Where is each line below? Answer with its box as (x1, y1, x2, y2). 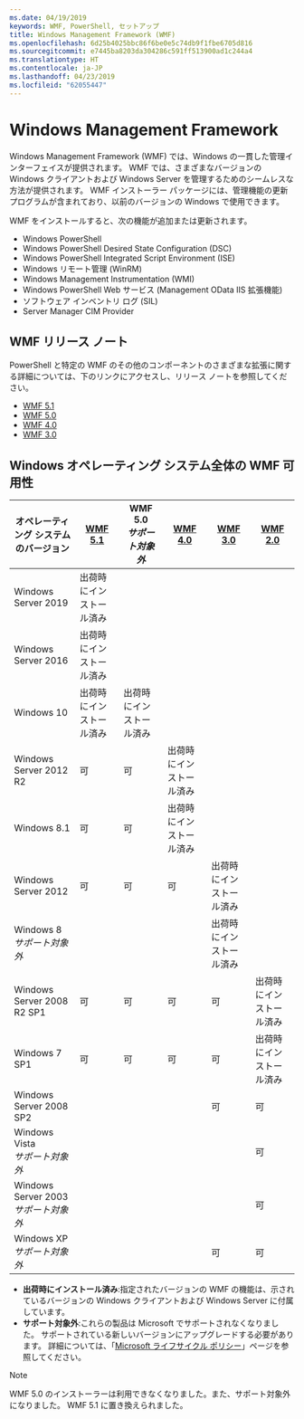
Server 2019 (14, 596, 69, 609)
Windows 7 (14, 1047, 62, 1060)
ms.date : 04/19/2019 (9, 13, 88, 23)
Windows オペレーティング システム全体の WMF (9, 458, 280, 473)
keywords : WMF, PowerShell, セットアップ (9, 22, 160, 31)
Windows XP (14, 1233, 69, 1245)
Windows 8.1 (14, 822, 71, 834)
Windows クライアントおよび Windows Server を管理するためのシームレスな (9, 173, 294, 184)
